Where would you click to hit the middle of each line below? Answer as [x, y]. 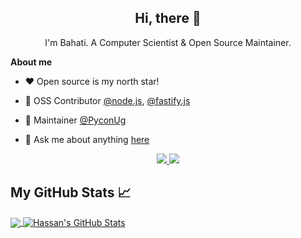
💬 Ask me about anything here [87, 139]
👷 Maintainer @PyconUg [75, 120]
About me [31, 62]
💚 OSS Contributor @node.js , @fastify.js [107, 100]
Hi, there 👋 [168, 18]
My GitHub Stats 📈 [71, 192]
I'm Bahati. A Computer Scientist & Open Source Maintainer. [168, 42]
